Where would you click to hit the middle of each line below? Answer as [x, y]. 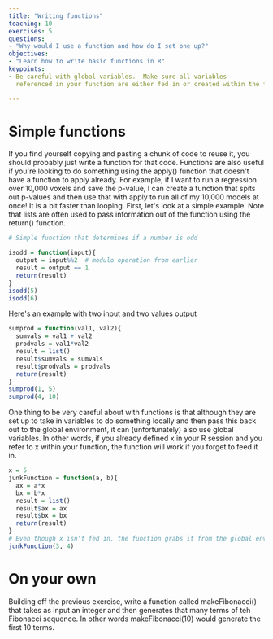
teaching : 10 [30, 24]
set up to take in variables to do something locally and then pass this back [132, 421]
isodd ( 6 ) [23, 298]
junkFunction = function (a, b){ [63, 478]
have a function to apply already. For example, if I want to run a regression [133, 180]
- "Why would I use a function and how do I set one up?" [108, 46]
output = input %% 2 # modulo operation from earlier [107, 260]
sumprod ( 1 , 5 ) [32, 389]
